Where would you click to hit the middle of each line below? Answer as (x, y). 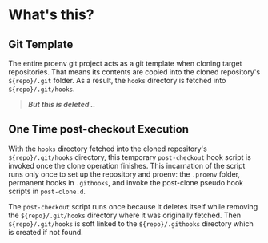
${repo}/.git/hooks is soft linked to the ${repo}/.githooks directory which (131, 223)
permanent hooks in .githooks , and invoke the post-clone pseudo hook (126, 182)
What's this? (51, 15)
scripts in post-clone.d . (47, 191)
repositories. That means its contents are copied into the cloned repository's (134, 72)
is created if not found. (46, 232)
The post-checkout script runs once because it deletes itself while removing (133, 206)
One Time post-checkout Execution (99, 129)
